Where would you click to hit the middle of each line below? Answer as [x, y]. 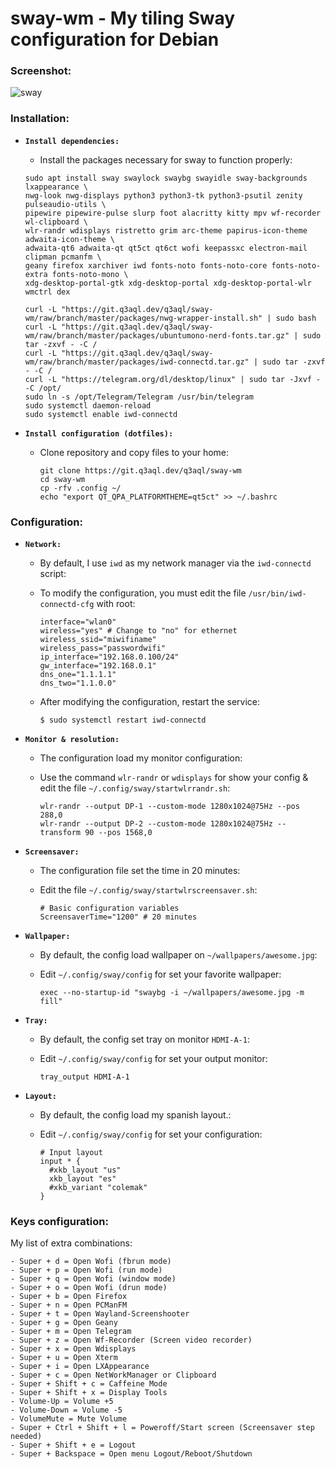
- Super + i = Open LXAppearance [80, 1367]
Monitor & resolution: [72, 740]
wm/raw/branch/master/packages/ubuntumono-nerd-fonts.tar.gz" [157, 335]
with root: [116, 604]
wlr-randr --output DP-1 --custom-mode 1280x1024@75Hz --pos [169, 807]
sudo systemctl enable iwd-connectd [101, 414]
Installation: [40, 119]
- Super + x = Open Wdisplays [73, 1349]
